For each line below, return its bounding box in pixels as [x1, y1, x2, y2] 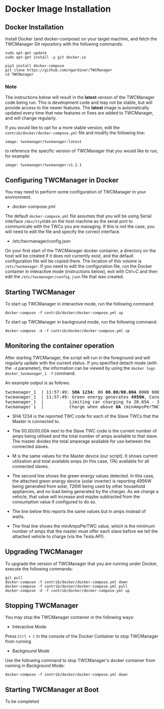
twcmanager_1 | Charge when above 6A [5, 404, 121, 409]
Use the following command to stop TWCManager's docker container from [5, 658, 155, 663]
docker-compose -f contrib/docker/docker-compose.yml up [5, 310, 123, 315]
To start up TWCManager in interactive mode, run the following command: [5, 301, 155, 307]
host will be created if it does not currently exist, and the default [5, 253, 134, 259]
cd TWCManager [5, 72, 34, 77]
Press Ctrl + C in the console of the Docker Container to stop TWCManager [5, 633, 159, 639]
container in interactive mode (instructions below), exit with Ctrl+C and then [5, 268, 158, 275]
